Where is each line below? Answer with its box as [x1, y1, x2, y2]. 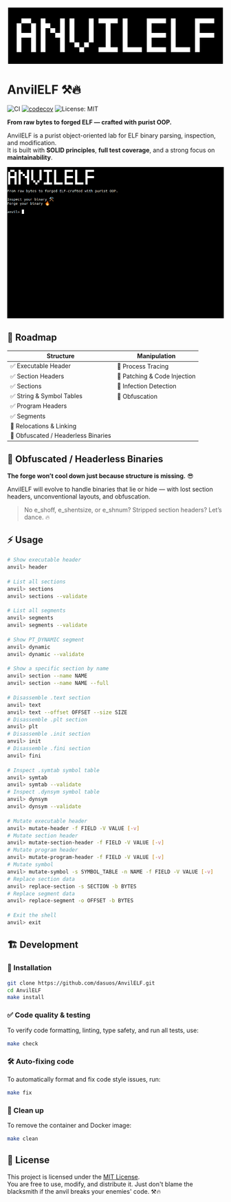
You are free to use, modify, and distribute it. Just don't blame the [7, 1180, 194, 1188]
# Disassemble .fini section [7, 745, 91, 752]
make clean [7, 1135, 38, 1142]
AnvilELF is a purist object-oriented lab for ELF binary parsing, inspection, [7, 131, 216, 140]
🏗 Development [7, 939, 79, 951]
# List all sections [7, 578, 67, 585]
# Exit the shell [7, 912, 57, 919]
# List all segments [7, 607, 67, 614]
